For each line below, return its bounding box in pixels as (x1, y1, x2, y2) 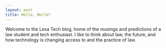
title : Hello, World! (5, 12, 51, 17)
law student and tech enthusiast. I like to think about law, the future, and (5, 31, 156, 37)
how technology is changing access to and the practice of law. (5, 36, 136, 43)
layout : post (5, 7, 33, 13)
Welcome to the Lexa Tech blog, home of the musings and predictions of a (5, 26, 161, 32)
